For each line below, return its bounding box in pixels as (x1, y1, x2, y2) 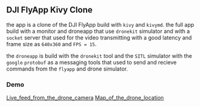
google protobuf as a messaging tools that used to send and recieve (6, 58, 177, 66)
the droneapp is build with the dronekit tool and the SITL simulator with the (6, 52, 192, 60)
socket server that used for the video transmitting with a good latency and (6, 33, 192, 41)
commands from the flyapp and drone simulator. (6, 65, 128, 72)
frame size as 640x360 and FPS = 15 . (6, 40, 97, 47)
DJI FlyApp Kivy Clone (6, 5, 93, 15)
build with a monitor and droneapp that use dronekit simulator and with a (6, 27, 190, 35)
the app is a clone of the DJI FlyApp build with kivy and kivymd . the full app (6, 21, 195, 28)
